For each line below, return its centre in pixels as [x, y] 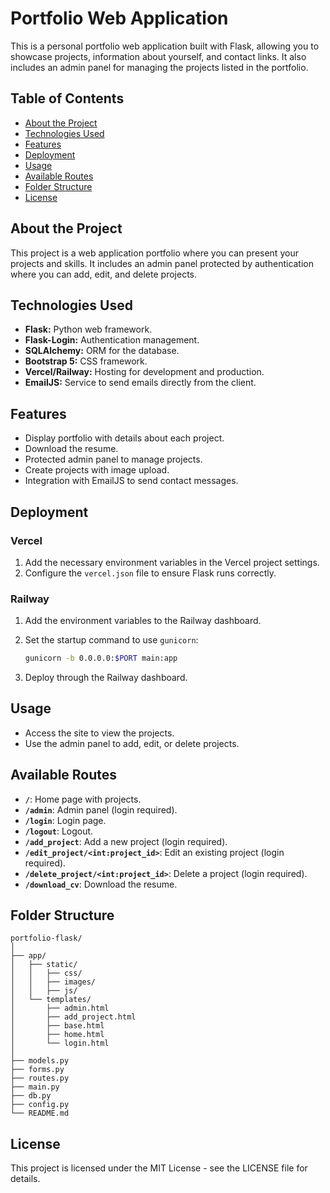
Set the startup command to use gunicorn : [111, 640]
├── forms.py [37, 1070]
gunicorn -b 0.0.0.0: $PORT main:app [101, 658]
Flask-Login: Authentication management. [112, 340]
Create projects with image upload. [97, 470]
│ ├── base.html [57, 1026]
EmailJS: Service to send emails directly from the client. [140, 383]
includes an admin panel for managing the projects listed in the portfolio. [159, 67]
